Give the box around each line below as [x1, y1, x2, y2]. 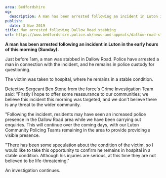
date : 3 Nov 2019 [9, 23, 45, 28]
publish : [5, 18, 23, 23]
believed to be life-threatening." [5, 158, 70, 164]
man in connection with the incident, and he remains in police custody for [5, 61, 155, 67]
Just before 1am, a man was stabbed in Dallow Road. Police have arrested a [5, 56, 159, 62]
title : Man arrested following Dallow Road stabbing [5, 28, 116, 33]
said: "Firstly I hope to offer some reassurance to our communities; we [5, 91, 149, 97]
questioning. [5, 67, 31, 73]
